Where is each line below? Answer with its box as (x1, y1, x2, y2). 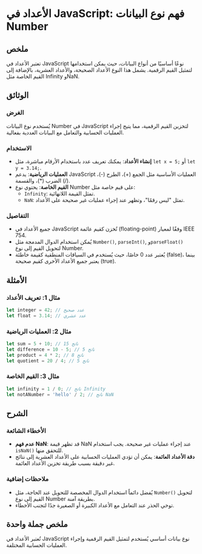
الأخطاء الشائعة (6, 426, 47, 434)
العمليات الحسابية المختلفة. (6, 541, 67, 549)
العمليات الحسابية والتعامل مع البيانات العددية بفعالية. (6, 129, 124, 136)
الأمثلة (6, 275, 27, 285)
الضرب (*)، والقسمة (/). (15, 177, 70, 184)
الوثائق (6, 90, 29, 101)
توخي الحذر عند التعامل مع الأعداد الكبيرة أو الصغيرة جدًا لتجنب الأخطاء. (15, 501, 175, 508)
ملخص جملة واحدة (6, 519, 68, 529)
